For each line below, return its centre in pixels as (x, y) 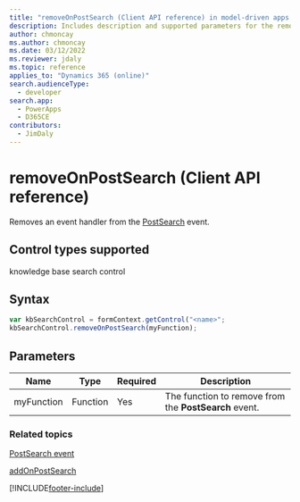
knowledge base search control (67, 271)
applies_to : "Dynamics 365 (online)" (79, 76)
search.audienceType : (50, 84)
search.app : (31, 100)
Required (137, 381)
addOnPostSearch (43, 471)
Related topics (41, 434)
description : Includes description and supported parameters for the (142, 26)
